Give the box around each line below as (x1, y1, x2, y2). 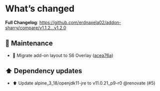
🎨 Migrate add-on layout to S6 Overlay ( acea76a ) (12, 52, 114, 58)
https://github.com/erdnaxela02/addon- (39, 19, 121, 25)
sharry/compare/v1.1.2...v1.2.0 (5, 24, 66, 30)
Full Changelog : (5, 19, 38, 25)
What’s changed (5, 3, 75, 14)
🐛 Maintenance (5, 39, 53, 48)
